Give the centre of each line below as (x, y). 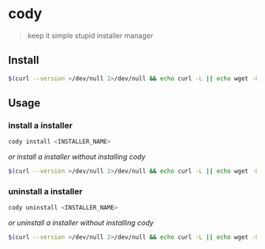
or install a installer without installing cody (77, 157)
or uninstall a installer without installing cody (81, 223)
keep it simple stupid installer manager (90, 35)
